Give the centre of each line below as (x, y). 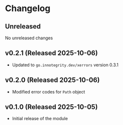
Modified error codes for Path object (48, 92)
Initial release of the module (40, 119)
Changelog (28, 8)
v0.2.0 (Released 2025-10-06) (53, 80)
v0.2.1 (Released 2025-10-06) (52, 53)
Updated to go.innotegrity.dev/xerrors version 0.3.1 (65, 65)
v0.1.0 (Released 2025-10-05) (52, 107)
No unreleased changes (29, 38)
